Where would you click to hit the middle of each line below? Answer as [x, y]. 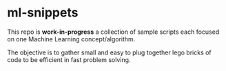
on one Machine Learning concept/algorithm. [71, 39]
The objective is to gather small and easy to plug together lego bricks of [109, 52]
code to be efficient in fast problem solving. [69, 59]
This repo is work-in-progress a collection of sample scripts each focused [113, 32]
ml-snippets [43, 13]
